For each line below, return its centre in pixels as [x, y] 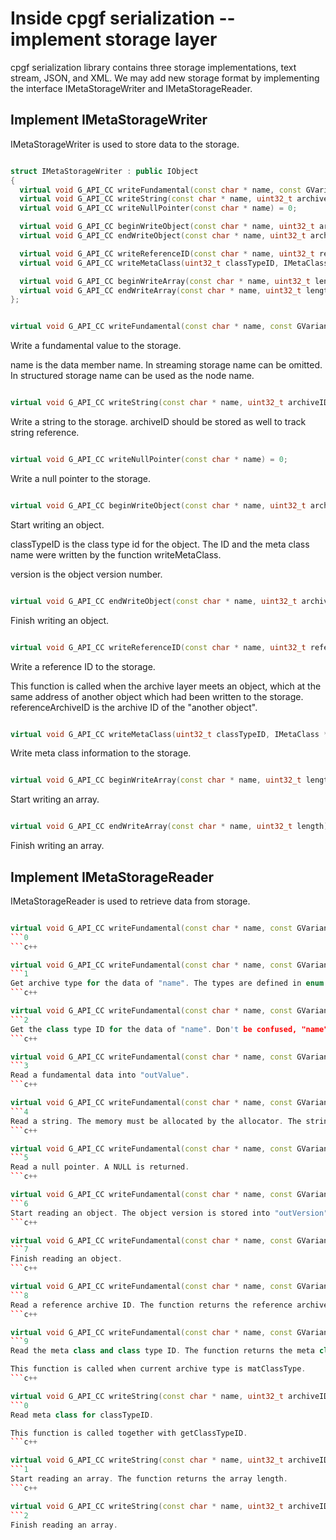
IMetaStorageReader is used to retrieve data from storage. [130, 901]
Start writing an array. [55, 799]
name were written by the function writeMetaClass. [116, 554]
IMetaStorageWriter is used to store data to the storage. [125, 144]
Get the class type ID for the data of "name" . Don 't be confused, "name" [169, 1029]
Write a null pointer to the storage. [81, 478]
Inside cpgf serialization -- [123, 18]
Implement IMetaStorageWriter [109, 120]
